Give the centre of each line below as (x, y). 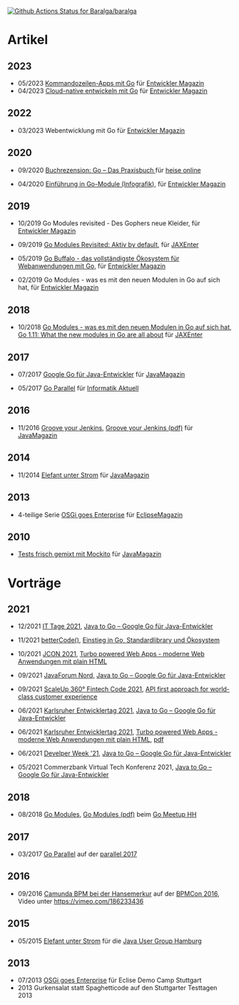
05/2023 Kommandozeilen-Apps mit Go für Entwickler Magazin (111, 83)
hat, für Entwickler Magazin (58, 287)
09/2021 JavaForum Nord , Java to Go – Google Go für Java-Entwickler (122, 675)
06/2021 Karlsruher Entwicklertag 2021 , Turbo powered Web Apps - (118, 732)
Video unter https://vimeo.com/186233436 (81, 901)
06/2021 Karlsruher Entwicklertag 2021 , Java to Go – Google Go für (117, 710)
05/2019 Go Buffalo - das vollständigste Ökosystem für (98, 259)
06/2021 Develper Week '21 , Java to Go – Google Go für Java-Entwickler (124, 753)
